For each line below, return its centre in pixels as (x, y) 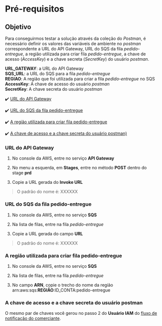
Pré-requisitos (35, 9)
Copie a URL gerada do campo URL (47, 233)
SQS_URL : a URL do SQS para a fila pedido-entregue (58, 73)
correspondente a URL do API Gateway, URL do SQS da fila (64, 49)
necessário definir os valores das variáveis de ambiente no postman (73, 44)
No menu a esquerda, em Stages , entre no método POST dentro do (79, 168)
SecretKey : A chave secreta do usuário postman (54, 89)
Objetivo (18, 27)
